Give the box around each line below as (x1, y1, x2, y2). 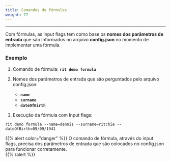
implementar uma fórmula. (5, 42, 61, 48)
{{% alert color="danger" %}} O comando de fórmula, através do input (5, 135, 154, 141)
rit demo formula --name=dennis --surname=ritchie (5, 122, 115, 127)
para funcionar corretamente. (5, 146, 67, 152)
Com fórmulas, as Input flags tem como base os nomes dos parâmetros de (5, 31, 164, 37)
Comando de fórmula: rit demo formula (12, 66, 97, 72)
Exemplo (5, 55, 27, 62)
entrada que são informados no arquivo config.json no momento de (5, 36, 149, 42)
